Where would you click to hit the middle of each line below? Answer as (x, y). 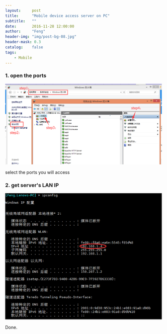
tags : (11, 52)
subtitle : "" (21, 21)
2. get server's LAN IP (32, 185)
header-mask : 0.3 (23, 42)
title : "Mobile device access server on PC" (58, 16)
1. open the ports (26, 76)
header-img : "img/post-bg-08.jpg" (41, 37)
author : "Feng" (25, 32)
